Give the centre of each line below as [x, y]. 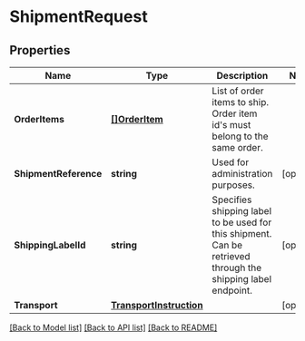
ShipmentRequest [79, 17]
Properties [40, 50]
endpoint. [232, 290]
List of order [238, 91]
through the [236, 268]
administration [242, 174]
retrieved [231, 256]
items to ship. [241, 102]
